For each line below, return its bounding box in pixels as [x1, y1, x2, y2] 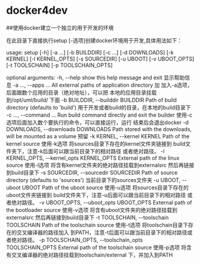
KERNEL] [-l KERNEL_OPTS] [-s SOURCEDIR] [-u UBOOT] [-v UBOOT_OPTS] [6, 55, 195, 62]
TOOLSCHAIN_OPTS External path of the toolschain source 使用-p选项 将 [6, 244, 187, 251]
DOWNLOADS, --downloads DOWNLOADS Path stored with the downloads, [6, 125, 192, 132]
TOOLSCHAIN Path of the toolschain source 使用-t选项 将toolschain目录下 [6, 221, 189, 228]
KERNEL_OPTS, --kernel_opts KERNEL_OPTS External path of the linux [6, 154, 180, 162]
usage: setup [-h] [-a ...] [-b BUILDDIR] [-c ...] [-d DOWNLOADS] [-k [6, 48, 174, 56]
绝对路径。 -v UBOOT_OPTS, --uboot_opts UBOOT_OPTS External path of [11, 199, 192, 206]
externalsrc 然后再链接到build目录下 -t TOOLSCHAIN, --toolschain [6, 214, 169, 221]
